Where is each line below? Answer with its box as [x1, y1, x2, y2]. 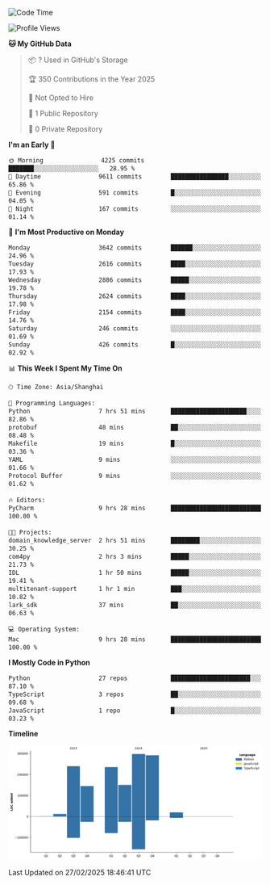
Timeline [8, 729, 39, 738]
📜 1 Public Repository [27, 109, 98, 118]
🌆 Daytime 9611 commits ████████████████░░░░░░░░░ [8, 173, 262, 181]
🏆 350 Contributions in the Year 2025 [27, 74, 156, 84]
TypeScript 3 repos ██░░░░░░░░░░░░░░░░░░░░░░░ [8, 690, 262, 698]
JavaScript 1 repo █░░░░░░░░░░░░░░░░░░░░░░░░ [8, 707, 262, 715]
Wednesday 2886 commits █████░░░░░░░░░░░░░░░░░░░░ [8, 276, 262, 284]
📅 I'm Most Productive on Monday [8, 227, 125, 237]
